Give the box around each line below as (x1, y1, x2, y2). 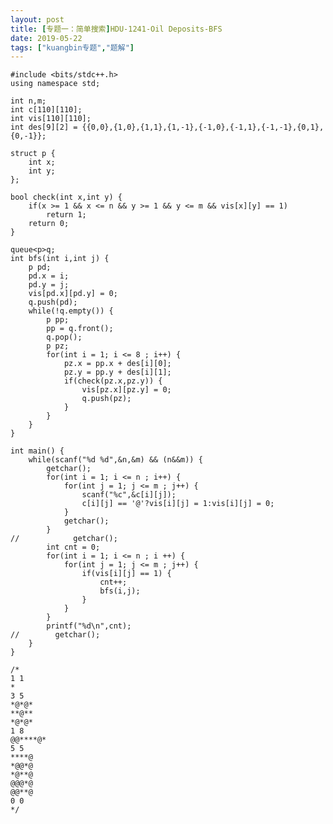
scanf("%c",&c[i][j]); (81, 490, 177, 500)
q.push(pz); (81, 394, 132, 404)
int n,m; (10, 96, 47, 106)
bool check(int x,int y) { (10, 192, 123, 203)
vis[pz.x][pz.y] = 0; (81, 385, 172, 395)
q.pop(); (46, 332, 83, 343)
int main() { (10, 446, 65, 456)
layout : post (10, 14, 65, 25)
